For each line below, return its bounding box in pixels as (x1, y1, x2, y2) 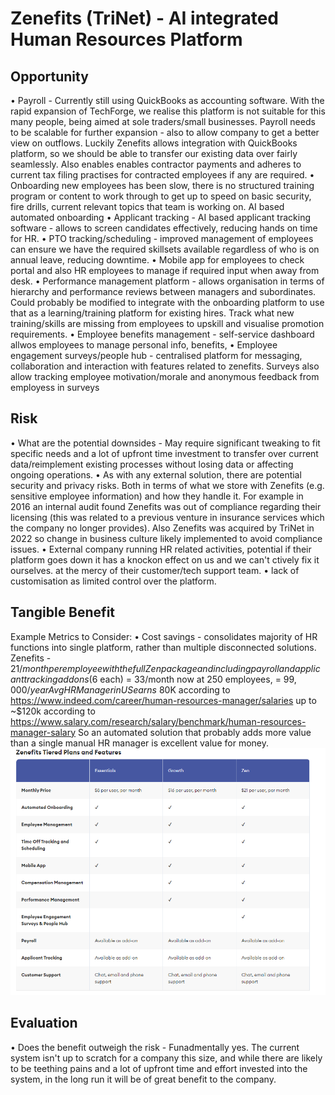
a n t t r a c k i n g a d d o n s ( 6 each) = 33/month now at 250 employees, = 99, (10, 673, 297, 685)
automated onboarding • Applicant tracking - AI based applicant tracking (10, 212, 311, 223)
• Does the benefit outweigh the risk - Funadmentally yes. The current (10, 1041, 300, 1053)
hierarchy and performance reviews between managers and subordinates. (10, 286, 317, 297)
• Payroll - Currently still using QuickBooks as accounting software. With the (10, 95, 325, 106)
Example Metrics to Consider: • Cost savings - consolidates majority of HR (10, 630, 318, 642)
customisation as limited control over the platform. (10, 575, 217, 587)
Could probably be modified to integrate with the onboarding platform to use (10, 297, 325, 308)
